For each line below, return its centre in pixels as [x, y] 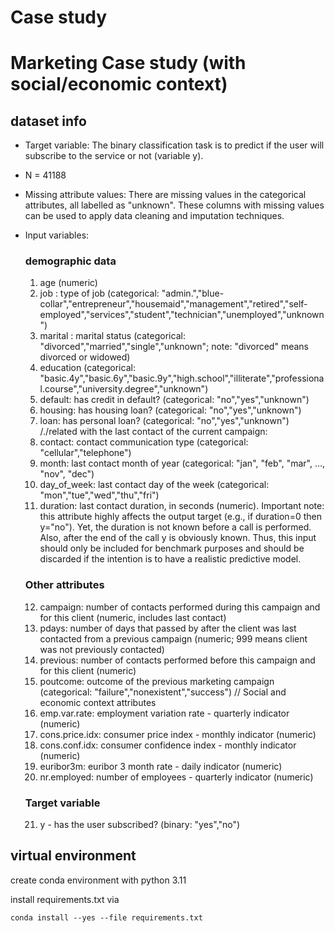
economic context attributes [98, 702]
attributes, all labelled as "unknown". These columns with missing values [174, 205]
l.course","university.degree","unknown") [124, 389]
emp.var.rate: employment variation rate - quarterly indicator [164, 713]
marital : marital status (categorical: [112, 336]
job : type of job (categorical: [99, 293]
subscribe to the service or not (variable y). [114, 156]
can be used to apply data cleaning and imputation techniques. [154, 216]
